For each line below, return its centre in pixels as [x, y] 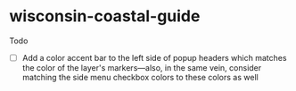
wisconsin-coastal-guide [105, 16]
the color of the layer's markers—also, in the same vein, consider [142, 68]
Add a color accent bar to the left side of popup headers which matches [154, 57]
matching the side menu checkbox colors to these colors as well [140, 77]
